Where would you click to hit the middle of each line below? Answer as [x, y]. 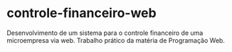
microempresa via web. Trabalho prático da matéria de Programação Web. [116, 40]
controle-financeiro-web [82, 13]
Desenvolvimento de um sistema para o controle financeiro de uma [105, 33]
